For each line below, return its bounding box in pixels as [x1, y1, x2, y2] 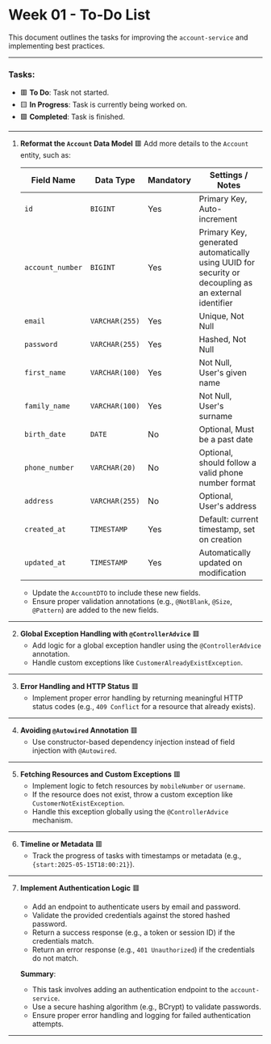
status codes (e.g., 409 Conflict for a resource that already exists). [31, 702, 256, 712]
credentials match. [31, 936, 94, 946]
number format [198, 477, 256, 488]
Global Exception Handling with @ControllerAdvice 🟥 [19, 629, 200, 639]
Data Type [94, 175, 135, 186]
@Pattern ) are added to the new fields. [31, 605, 160, 615]
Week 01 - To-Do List [8, 6, 151, 24]
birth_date [23, 430, 66, 439]
